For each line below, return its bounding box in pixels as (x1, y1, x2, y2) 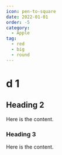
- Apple (11, 30, 30, 36)
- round (11, 52, 30, 58)
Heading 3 (6, 130, 36, 138)
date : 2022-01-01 (6, 14, 49, 20)
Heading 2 (6, 100, 45, 110)
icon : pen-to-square (6, 8, 57, 15)
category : (6, 24, 30, 31)
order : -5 (6, 19, 30, 25)
